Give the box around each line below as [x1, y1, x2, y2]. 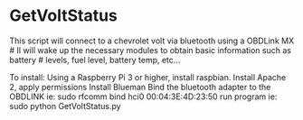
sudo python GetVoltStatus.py [9, 100, 121, 111]
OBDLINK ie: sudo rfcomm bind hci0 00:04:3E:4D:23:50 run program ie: [9, 91, 278, 102]
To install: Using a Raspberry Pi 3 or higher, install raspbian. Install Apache [9, 71, 287, 82]
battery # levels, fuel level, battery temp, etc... [9, 54, 181, 65]
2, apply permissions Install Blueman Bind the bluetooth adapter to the [9, 81, 271, 92]
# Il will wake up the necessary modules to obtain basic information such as [9, 44, 292, 55]
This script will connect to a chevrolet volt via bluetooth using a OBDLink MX [9, 35, 295, 46]
